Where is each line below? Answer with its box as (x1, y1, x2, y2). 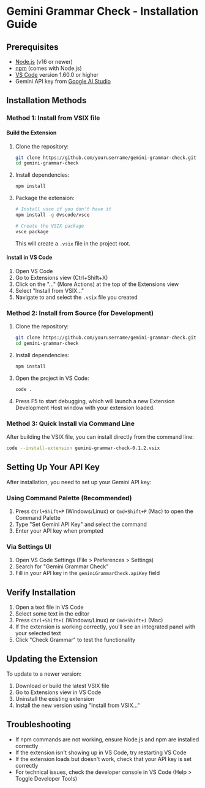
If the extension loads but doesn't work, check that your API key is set (15, 755, 192, 762)
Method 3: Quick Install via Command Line (6, 419, 135, 428)
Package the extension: (15, 195, 75, 202)
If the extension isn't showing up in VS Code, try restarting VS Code (15, 749, 187, 756)
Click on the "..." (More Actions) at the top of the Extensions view (15, 280, 179, 288)
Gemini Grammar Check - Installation (6, 4, 199, 18)
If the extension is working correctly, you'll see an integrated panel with (15, 623, 196, 630)
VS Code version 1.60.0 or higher (15, 71, 99, 78)
